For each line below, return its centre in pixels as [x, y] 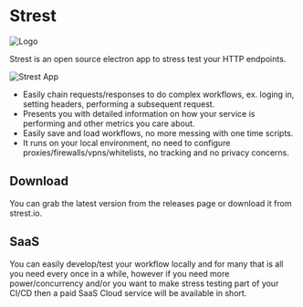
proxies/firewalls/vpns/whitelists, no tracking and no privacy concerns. [156, 153]
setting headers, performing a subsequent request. [119, 104]
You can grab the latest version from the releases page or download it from [151, 203]
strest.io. [26, 213]
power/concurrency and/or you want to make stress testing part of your [144, 283]
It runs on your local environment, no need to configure [126, 143]
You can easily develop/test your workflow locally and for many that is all [146, 264]
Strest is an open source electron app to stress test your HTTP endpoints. [148, 58]
